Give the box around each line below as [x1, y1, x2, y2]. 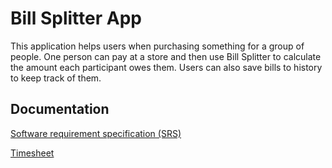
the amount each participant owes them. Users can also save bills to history [10, 61, 323, 73]
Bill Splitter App [10, 7, 142, 30]
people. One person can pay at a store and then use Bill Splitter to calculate [10, 50, 322, 62]
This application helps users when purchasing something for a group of [10, 40, 305, 52]
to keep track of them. [10, 72, 102, 84]
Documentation [10, 101, 110, 118]
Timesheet [10, 147, 55, 159]
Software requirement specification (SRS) [10, 127, 182, 139]
